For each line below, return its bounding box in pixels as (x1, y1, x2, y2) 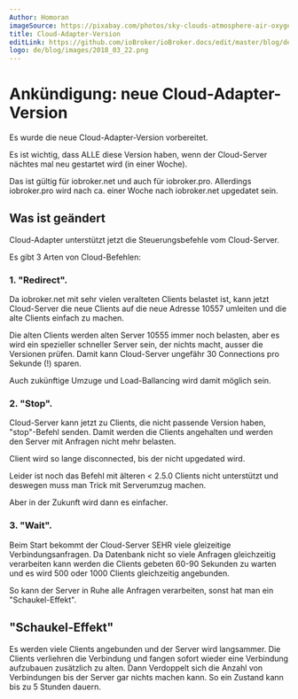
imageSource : (9, 21, 58, 30)
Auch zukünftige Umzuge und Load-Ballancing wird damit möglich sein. (9, 376, 272, 386)
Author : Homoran (9, 12, 69, 22)
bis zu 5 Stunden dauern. (9, 681, 102, 692)
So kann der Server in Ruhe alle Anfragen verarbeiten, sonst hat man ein (9, 585, 274, 595)
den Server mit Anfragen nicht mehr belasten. (9, 436, 176, 447)
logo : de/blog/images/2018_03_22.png (9, 46, 149, 55)
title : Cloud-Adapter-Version (9, 29, 122, 38)
